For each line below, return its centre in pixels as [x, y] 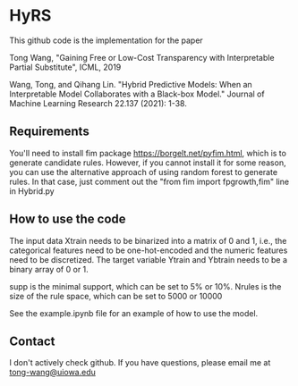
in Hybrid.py [32, 191]
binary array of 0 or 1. [49, 269]
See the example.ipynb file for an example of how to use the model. [134, 313]
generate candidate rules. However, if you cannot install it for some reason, [148, 163]
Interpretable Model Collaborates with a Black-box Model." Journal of [137, 94]
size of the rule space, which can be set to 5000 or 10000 [116, 296]
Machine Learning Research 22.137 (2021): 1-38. [98, 103]
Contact [32, 341]
